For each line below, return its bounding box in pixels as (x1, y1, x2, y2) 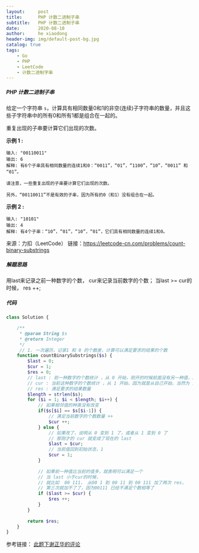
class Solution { (6, 314, 49, 320)
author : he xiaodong (6, 31, 68, 37)
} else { (37, 424, 60, 430)
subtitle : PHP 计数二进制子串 (6, 20, 80, 26)
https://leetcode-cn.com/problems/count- (83, 240, 185, 247)
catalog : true (6, 42, 41, 48)
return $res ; (27, 518, 60, 524)
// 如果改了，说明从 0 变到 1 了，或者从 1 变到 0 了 (48, 430, 168, 436)
